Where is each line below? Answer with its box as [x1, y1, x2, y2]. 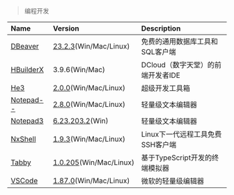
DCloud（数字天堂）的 [141, 60, 214, 69]
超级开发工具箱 [141, 83, 190, 93]
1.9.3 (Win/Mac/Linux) [52, 135, 125, 144]
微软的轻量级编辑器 [141, 176, 204, 186]
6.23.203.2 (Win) [52, 116, 109, 126]
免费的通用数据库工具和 [141, 37, 218, 46]
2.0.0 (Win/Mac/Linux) [52, 83, 125, 92]
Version [52, 24, 80, 33]
